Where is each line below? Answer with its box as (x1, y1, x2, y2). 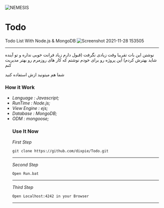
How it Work (5, 83, 35, 90)
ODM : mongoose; (12, 116, 49, 122)
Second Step (12, 162, 39, 167)
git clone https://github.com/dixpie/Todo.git (12, 148, 109, 153)
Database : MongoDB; (12, 110, 57, 117)
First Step (12, 139, 32, 145)
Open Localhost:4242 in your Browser (12, 193, 89, 199)
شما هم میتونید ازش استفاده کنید (5, 71, 65, 78)
